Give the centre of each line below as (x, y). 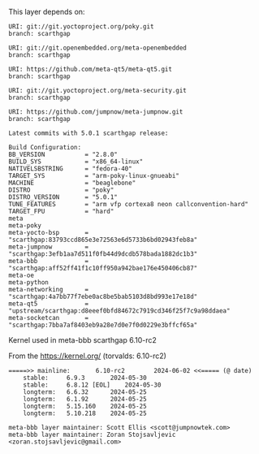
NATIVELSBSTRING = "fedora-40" (70, 169)
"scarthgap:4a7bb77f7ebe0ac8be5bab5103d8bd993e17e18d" (103, 296)
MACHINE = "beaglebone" (72, 183)
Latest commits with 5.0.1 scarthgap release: (88, 133)
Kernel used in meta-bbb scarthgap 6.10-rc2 (82, 340)
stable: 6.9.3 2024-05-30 (85, 378)
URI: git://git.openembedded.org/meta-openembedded (97, 48)
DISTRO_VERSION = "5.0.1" (63, 197)
